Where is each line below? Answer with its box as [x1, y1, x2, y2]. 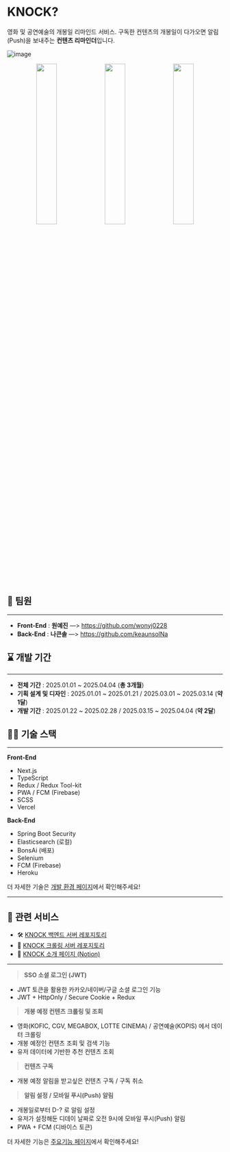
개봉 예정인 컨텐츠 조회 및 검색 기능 [16, 1039, 111, 1047]
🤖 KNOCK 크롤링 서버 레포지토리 [16, 942, 105, 950]
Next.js [16, 767, 38, 775]
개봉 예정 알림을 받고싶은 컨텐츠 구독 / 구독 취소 [16, 1077, 144, 1085]
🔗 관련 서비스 [7, 911, 60, 922]
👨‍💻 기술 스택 [7, 728, 57, 740]
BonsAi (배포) [16, 846, 55, 855]
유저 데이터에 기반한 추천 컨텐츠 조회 [16, 1048, 114, 1056]
